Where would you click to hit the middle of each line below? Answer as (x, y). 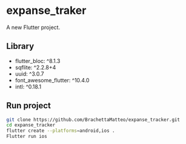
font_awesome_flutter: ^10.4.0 (52, 80)
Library (20, 46)
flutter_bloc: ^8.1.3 (38, 61)
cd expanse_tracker (31, 125)
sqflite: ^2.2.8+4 (35, 67)
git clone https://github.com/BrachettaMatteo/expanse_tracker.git (93, 119)
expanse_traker (46, 11)
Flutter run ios (27, 137)
